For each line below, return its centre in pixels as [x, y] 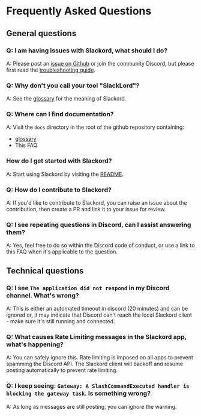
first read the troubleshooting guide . [51, 70]
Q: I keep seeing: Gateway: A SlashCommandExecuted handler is [98, 386]
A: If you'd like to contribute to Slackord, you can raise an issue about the [97, 203]
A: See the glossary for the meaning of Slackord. [66, 99]
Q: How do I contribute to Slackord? [59, 190]
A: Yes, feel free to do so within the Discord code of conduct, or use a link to [100, 246]
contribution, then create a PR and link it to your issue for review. [86, 210]
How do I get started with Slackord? [59, 161]
